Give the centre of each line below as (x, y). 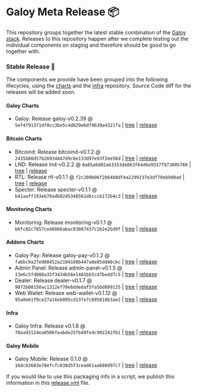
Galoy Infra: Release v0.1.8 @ (50, 326)
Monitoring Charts (29, 209)
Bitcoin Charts (24, 139)
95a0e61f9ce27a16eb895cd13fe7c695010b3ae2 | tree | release (86, 299)
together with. (23, 51)
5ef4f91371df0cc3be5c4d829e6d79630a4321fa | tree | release (86, 125)
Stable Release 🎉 (31, 66)
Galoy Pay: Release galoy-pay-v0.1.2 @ (62, 255)
